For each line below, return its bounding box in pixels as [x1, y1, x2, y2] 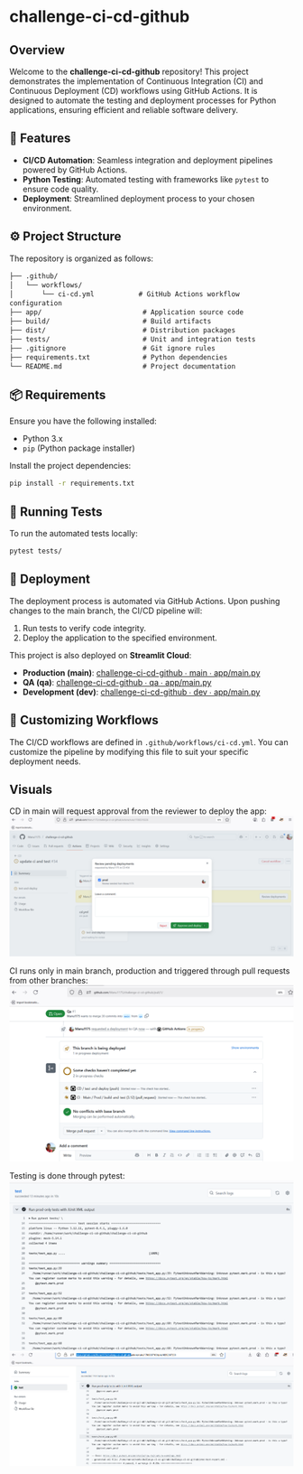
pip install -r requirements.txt [9, 479, 135, 489]
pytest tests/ [9, 546, 63, 556]
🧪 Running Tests [9, 504, 103, 519]
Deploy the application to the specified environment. [22, 632, 218, 643]
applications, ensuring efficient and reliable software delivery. [9, 105, 239, 115]
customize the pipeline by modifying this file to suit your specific [9, 746, 250, 757]
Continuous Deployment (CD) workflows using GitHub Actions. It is [9, 86, 258, 96]
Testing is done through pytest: [9, 1171, 125, 1181]
